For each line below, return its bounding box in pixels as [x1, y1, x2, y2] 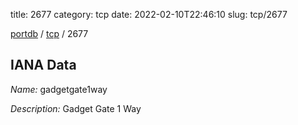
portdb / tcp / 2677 [10, 28, 89, 39]
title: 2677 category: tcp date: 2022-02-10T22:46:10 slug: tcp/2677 [10, 9, 288, 20]
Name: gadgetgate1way [10, 83, 108, 95]
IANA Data [10, 57, 77, 74]
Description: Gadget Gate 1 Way [10, 102, 142, 114]
